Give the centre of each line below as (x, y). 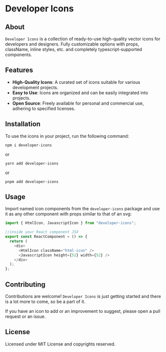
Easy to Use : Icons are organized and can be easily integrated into (80, 93)
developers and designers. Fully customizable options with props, (72, 44)
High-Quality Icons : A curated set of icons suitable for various (76, 82)
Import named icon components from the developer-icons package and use (83, 209)
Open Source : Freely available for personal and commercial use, (78, 103)
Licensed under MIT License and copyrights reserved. (60, 344)
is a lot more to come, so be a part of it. (45, 301)
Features (19, 70)
